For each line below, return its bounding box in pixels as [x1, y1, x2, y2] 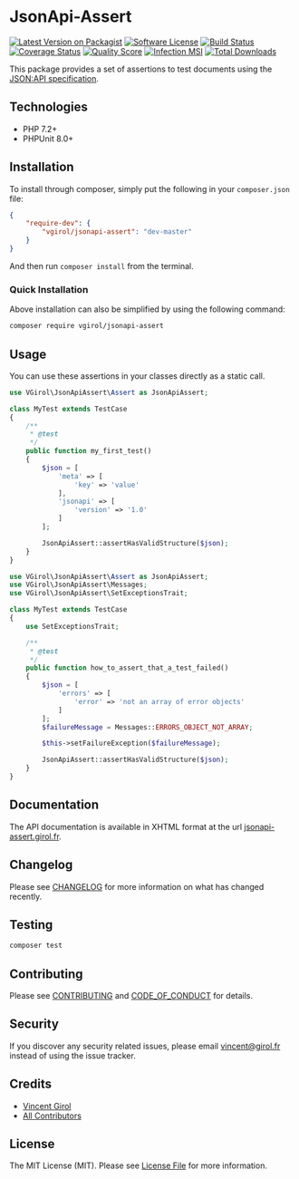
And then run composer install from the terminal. [9, 260, 195, 271]
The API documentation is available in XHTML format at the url [9, 821, 243, 832]
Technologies [9, 100, 89, 115]
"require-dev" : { [25, 219, 92, 228]
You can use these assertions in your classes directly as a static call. [9, 370, 265, 382]
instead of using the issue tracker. [9, 1049, 136, 1061]
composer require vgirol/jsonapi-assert [9, 322, 165, 331]
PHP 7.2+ [22, 123, 58, 134]
